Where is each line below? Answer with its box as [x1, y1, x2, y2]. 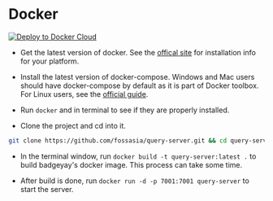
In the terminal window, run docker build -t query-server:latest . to [19, 151, 257, 161]
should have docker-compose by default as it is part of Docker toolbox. [19, 81, 259, 90]
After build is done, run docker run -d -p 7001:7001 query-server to [19, 176, 249, 186]
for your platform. [19, 56, 80, 66]
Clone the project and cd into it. [19, 120, 126, 130]
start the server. [19, 184, 74, 194]
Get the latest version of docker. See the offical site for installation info [19, 47, 256, 57]
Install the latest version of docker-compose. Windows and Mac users [19, 72, 255, 81]
